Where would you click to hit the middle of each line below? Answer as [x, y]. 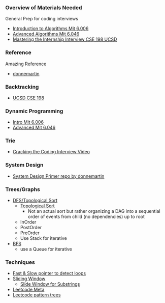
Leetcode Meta [28, 290]
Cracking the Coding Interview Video [51, 152]
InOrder [28, 222]
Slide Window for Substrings [50, 284]
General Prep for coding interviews [42, 19]
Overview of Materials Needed [44, 8]
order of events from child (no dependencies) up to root [86, 217]
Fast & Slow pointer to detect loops [49, 273]
